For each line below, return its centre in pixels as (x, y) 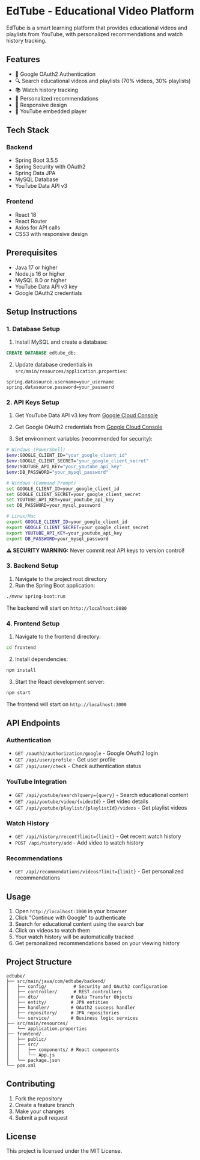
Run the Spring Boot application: (55, 585)
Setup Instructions (42, 312)
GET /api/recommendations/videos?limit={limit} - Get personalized (99, 872)
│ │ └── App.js (31, 1055)
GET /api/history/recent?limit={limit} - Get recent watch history (98, 836)
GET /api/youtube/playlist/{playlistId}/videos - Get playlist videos (101, 807)
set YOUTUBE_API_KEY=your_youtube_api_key (60, 500)
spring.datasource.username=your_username (60, 382)
